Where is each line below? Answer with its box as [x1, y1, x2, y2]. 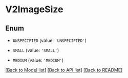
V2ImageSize [5, 4, 63, 15]
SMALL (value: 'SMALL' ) [12, 47, 59, 53]
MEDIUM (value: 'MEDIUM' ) [12, 57, 64, 63]
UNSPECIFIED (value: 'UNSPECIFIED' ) [12, 37, 87, 43]
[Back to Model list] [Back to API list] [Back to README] [5, 67, 123, 73]
